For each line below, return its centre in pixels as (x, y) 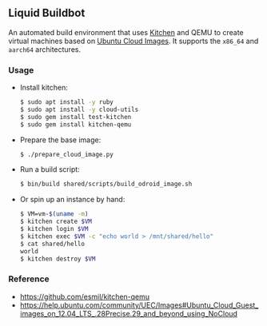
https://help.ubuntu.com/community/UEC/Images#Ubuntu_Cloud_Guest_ (139, 305)
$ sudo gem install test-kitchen (76, 117)
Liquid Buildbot (47, 13)
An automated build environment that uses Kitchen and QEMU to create (126, 32)
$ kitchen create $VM (56, 222)
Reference (29, 279)
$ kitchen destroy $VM (58, 259)
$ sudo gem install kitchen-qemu (76, 124)
